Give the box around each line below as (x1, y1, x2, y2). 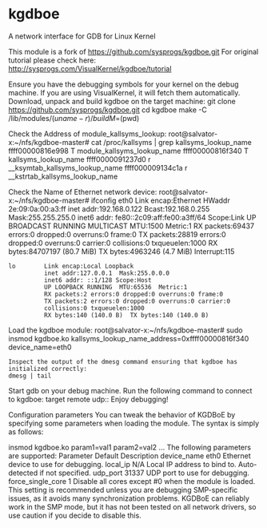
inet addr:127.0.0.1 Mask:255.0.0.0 (43, 269, 170, 277)
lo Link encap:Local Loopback (8, 262, 134, 270)
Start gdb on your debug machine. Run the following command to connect (8, 385, 253, 395)
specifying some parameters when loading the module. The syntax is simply (8, 418, 260, 428)
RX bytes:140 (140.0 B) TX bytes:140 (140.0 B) (43, 311, 209, 319)
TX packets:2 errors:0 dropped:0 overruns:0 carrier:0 (43, 297, 230, 305)
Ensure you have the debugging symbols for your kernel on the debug (8, 79, 239, 89)
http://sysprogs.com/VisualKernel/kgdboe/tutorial (8, 63, 172, 73)
